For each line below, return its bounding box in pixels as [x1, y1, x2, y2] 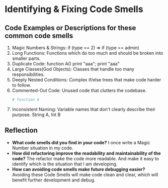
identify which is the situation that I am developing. [12, 161, 118, 167]
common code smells [5, 31, 73, 40]
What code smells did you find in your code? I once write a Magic [12, 139, 150, 145]
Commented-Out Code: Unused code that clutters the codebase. [12, 87, 147, 93]
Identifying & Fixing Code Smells [5, 4, 144, 15]
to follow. [12, 82, 31, 88]
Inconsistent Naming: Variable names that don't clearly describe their [12, 106, 156, 112]
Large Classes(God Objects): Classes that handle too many [12, 66, 134, 72]
